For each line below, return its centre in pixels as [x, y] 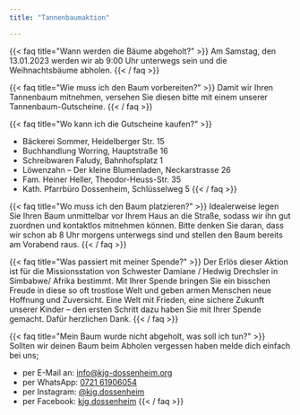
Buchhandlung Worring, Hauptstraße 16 [95, 151]
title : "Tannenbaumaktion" [60, 17]
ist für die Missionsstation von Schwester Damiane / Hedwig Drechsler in [144, 271]
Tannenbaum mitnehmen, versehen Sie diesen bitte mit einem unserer [139, 97]
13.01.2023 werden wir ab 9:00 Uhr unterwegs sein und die [118, 60]
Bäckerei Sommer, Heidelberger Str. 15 [94, 141]
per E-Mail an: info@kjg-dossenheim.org [97, 372]
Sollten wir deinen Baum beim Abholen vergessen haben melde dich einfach [150, 345]
